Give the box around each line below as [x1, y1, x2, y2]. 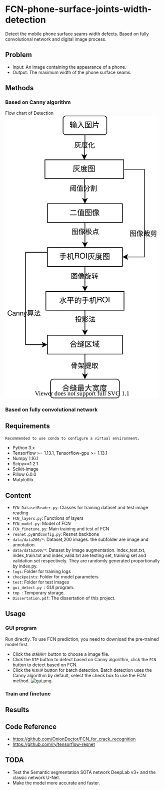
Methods [5, 84, 34, 92]
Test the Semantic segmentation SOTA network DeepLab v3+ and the [12, 769, 156, 775]
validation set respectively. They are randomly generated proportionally [12, 557, 160, 563]
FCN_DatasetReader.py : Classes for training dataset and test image [12, 504, 148, 510]
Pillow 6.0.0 [12, 471, 36, 477]
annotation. [12, 541, 36, 547]
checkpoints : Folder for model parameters [12, 573, 99, 579]
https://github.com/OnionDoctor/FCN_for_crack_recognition [12, 736, 136, 742]
